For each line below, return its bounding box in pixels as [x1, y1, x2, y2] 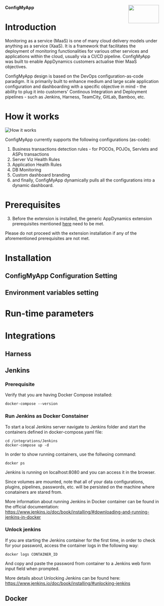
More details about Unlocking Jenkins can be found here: [5, 575, 121, 581]
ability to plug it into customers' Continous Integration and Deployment [5, 88, 147, 95]
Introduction [5, 22, 57, 33]
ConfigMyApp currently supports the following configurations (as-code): [5, 137, 151, 142]
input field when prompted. [5, 566, 60, 571]
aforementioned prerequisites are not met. [5, 235, 90, 241]
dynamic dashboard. [12, 182, 54, 188]
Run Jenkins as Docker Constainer [5, 413, 89, 420]
